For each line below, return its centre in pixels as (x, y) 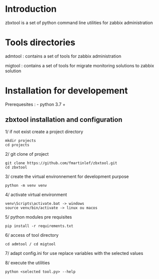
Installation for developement (66, 91)
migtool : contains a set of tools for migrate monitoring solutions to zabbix (80, 65)
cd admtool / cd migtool (30, 244)
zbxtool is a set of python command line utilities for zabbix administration (79, 23)
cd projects (17, 145)
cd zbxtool (16, 167)
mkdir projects (21, 140)
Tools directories (40, 42)
